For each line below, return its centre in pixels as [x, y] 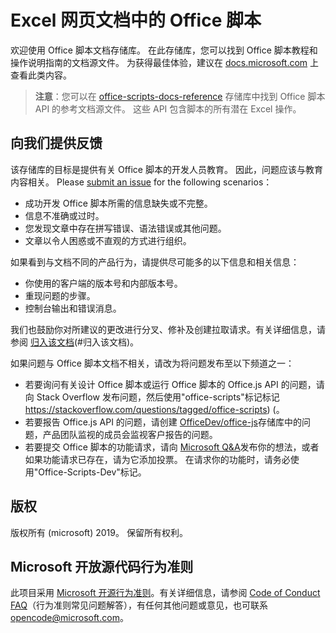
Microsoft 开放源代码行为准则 [102, 566]
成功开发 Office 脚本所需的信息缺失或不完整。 [118, 203]
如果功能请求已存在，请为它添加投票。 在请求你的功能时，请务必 [157, 459]
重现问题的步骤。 [60, 295]
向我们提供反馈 [56, 143]
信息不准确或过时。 [64, 215]
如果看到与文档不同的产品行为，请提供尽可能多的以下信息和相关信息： [155, 262]
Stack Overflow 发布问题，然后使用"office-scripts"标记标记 [158, 397]
